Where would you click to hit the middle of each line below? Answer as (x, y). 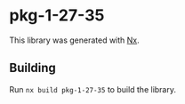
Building (32, 68)
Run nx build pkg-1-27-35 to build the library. (92, 89)
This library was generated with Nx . (74, 40)
